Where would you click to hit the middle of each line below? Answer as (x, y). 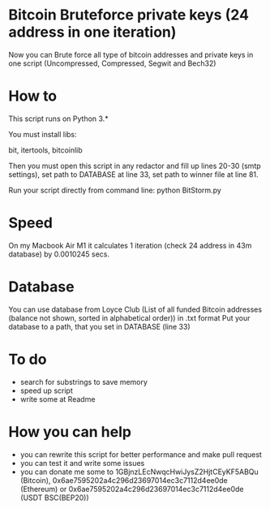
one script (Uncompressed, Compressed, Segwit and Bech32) (112, 63)
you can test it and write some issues (82, 463)
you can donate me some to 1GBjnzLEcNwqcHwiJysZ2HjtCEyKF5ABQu (139, 472)
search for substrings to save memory (84, 382)
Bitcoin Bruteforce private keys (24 (129, 15)
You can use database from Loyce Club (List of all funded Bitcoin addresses (135, 309)
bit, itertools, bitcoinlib (45, 150)
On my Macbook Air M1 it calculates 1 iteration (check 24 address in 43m (130, 245)
